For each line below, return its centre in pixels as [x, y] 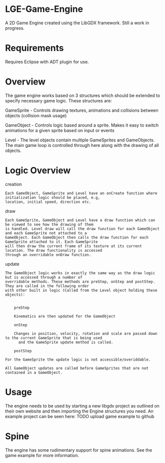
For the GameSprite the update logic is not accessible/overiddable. [78, 360]
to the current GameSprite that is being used [54, 338]
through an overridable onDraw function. [48, 255]
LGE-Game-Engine [44, 9]
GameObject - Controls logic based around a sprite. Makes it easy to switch [82, 125]
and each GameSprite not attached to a [46, 233]
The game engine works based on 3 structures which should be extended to [82, 95]
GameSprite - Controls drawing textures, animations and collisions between [82, 110]
